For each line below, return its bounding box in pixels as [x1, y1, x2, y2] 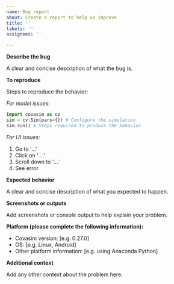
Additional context [6, 259, 54, 266]
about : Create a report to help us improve [6, 14, 117, 21]
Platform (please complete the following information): [6, 222, 144, 230]
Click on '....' [14, 151, 46, 159]
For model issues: [6, 100, 50, 107]
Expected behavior [6, 176, 55, 183]
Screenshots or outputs [6, 200, 67, 207]
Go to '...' [14, 145, 37, 153]
